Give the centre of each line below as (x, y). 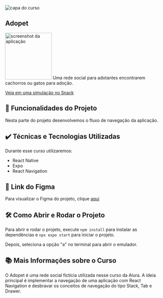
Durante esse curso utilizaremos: (39, 151)
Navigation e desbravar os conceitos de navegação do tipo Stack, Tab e (79, 286)
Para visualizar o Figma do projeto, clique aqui (52, 199)
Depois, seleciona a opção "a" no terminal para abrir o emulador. (71, 245)
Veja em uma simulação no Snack (40, 93)
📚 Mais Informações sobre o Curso (61, 261)
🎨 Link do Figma (30, 187)
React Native (25, 161)
